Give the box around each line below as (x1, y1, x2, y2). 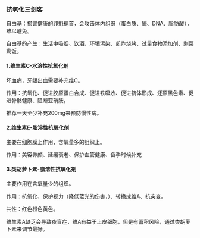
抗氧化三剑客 (6, 5, 43, 13)
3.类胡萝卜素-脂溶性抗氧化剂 (6, 165, 76, 173)
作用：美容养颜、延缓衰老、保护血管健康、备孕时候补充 (6, 151, 142, 158)
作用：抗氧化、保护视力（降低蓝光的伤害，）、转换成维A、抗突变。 (6, 192, 167, 200)
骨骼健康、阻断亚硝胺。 (11, 96, 69, 104)
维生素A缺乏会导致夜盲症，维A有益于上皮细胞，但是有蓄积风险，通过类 (6, 218, 180, 225)
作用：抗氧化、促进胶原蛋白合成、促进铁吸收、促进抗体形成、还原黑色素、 (6, 89, 189, 96)
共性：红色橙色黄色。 (6, 205, 58, 212)
